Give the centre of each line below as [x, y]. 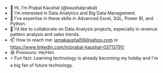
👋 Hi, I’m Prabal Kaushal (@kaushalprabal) [54, 8]
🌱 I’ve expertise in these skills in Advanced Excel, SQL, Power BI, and [81, 18]
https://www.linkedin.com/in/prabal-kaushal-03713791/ [67, 47]
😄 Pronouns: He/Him [32, 52]
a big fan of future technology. [42, 65]
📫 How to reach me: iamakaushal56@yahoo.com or [64, 40]
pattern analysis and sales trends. [45, 34]
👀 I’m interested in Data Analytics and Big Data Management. [73, 13]
